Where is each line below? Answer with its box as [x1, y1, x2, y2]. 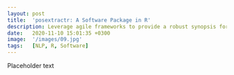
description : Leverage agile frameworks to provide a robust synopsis [7, 23, 217, 30]
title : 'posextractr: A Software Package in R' [7, 17, 151, 24]
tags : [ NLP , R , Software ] [7, 42, 89, 49]
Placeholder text [7, 62, 54, 69]
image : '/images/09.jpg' [7, 36, 82, 43]
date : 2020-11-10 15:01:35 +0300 [7, 29, 111, 37]
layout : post [7, 10, 45, 17]
